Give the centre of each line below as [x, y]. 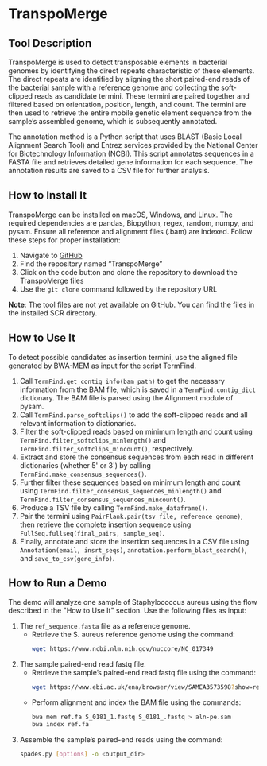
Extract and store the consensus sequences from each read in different [137, 457]
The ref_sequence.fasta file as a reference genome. [105, 626]
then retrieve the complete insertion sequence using [105, 524]
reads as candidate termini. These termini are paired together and [142, 96]
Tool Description [50, 43]
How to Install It [48, 195]
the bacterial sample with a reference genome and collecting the [114, 87]
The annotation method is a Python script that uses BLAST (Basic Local [125, 137]
